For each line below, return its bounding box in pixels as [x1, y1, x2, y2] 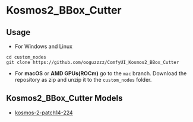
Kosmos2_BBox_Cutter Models [6, 93, 123, 104]
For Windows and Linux [14, 43, 73, 50]
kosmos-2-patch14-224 [14, 109, 73, 116]
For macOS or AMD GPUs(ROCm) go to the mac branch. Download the [14, 70, 187, 77]
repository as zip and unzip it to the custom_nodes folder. [14, 76, 152, 83]
